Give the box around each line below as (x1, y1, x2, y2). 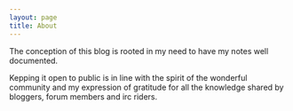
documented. (9, 55, 59, 66)
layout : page (9, 12, 58, 22)
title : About (9, 21, 58, 30)
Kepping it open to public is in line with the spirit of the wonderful (9, 72, 248, 83)
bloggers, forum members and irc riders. (9, 91, 158, 102)
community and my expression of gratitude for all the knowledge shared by (9, 82, 284, 92)
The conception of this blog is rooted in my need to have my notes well (9, 45, 269, 56)
